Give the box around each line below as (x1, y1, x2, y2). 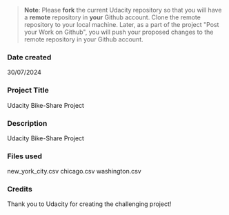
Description (7, 118, 48, 128)
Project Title (7, 86, 50, 95)
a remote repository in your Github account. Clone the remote (23, 13, 201, 21)
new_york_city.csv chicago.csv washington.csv (7, 167, 141, 176)
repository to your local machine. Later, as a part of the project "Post (23, 21, 219, 28)
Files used (7, 151, 43, 161)
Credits (7, 185, 32, 194)
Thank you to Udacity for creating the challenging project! (7, 200, 172, 208)
